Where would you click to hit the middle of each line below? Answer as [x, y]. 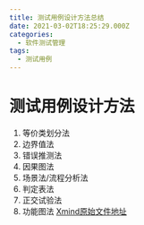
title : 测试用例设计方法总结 [57, 17]
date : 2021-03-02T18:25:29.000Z [69, 26]
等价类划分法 [46, 133]
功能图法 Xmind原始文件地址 [74, 211]
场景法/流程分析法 [55, 177]
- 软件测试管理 [42, 43]
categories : [31, 34]
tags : [19, 51]
